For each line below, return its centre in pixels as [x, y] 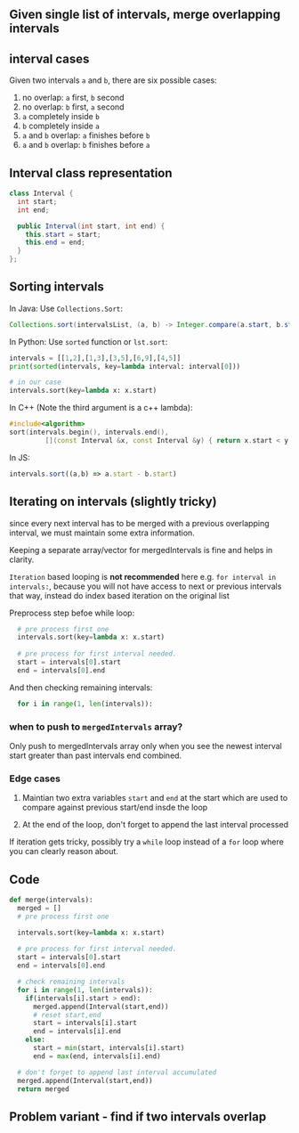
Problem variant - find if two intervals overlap [138, 1117]
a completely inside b [61, 117]
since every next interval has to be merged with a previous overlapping [139, 523]
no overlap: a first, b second [73, 98]
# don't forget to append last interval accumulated [117, 1072]
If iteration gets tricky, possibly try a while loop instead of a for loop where [147, 842]
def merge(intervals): [51, 900]
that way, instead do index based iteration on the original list [119, 595]
